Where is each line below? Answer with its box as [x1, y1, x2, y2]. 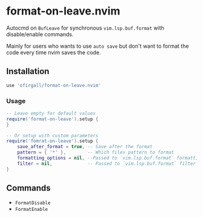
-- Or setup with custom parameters [6, 132, 98, 138]
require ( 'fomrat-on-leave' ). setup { [6, 138, 98, 144]
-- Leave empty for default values [6, 110, 96, 116]
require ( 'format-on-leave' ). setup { [6, 116, 98, 122]
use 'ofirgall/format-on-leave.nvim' [6, 82, 101, 88]
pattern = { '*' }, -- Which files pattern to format [17, 149, 174, 155]
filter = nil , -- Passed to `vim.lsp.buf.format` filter [17, 160, 196, 167]
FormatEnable [14, 207, 48, 213]
